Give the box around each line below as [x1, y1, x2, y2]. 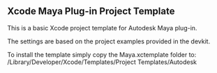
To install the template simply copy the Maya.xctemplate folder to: [7, 50, 197, 59]
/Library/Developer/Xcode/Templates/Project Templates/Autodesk [7, 58, 197, 66]
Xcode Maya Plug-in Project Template [7, 6, 175, 17]
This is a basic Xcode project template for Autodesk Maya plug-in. [7, 23, 197, 32]
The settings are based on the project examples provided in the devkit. [7, 37, 211, 45]
